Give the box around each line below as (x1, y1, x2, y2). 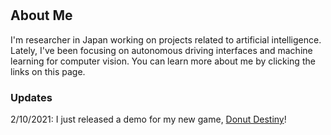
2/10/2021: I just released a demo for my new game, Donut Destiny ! (10, 113, 287, 125)
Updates (10, 90, 53, 104)
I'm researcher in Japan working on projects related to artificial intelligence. (10, 33, 322, 46)
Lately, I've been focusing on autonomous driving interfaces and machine (10, 44, 313, 56)
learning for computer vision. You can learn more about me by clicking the (10, 55, 316, 67)
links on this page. (10, 65, 86, 77)
